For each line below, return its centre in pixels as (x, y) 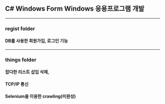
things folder (21, 60)
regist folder (20, 28)
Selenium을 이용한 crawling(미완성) (41, 96)
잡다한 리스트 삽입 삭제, (27, 72)
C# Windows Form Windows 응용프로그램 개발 (75, 9)
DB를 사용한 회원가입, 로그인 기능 (37, 41)
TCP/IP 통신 (17, 84)
